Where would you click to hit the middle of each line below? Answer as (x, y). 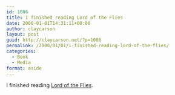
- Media (21, 62)
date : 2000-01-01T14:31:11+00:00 (48, 23)
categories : (21, 51)
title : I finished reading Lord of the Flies (64, 18)
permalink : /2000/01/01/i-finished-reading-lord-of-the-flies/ (88, 46)
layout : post (23, 34)
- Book (20, 57)
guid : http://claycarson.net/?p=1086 (54, 40)
